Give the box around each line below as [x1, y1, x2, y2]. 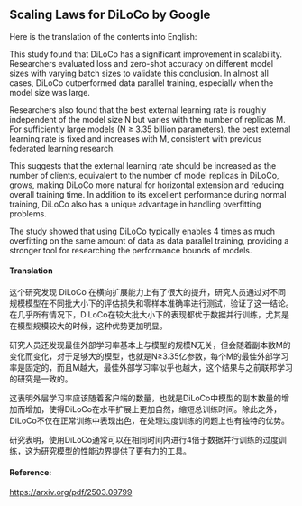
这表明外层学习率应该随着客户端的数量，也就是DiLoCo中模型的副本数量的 [9, 392, 282, 404]
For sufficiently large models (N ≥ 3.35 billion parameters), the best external [9, 124, 291, 134]
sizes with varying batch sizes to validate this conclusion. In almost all [9, 68, 269, 78]
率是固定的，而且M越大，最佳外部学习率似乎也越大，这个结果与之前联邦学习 [9, 363, 293, 373]
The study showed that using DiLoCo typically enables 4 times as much [9, 225, 276, 236]
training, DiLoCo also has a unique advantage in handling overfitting [9, 198, 261, 209]
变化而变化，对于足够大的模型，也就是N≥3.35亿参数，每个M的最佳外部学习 [9, 351, 289, 362]
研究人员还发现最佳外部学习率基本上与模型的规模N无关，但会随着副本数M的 [9, 340, 291, 351]
